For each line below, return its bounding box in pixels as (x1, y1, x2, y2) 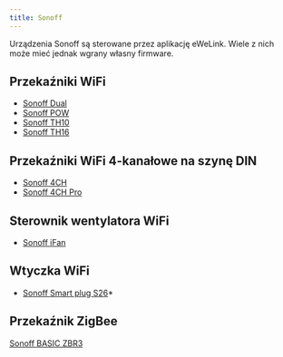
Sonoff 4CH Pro (22, 187, 83, 198)
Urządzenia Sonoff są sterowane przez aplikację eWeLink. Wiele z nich (9, 38, 275, 49)
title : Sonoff (9, 13, 63, 23)
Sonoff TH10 (22, 117, 70, 128)
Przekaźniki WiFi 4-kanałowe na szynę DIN (9, 153, 258, 169)
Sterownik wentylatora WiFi (9, 213, 170, 228)
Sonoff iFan (22, 237, 66, 248)
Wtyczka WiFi (9, 264, 91, 279)
